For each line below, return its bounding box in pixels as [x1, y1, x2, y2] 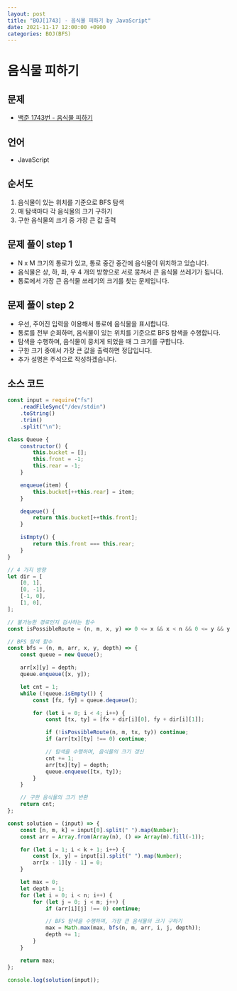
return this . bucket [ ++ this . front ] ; [33, 514, 138, 521]
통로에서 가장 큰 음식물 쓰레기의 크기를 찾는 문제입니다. [17, 276, 170, 284]
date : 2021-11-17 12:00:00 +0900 [7, 23, 106, 31]
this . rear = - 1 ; [33, 463, 81, 470]
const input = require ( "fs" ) [7, 397, 94, 404]
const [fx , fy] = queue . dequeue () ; [33, 697, 138, 704]
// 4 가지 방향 [7, 566, 46, 573]
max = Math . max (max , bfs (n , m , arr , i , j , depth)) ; [45, 924, 202, 931]
